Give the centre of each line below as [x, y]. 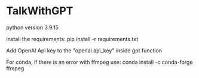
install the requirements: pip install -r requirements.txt [72, 39]
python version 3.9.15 [32, 27]
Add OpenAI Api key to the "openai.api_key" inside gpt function [84, 50]
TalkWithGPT [40, 11]
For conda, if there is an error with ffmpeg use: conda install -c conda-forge [99, 62]
